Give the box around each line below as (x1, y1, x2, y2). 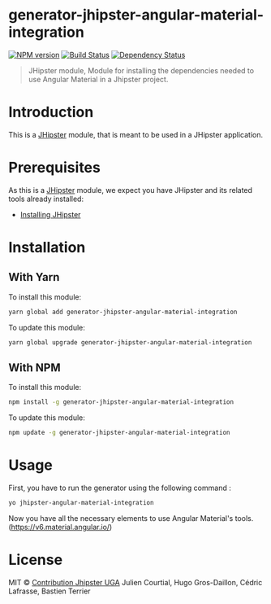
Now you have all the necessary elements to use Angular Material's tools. (8, 513, 254, 523)
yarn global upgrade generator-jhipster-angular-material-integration (8, 338, 252, 347)
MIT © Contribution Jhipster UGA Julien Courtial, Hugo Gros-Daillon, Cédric (8, 577, 263, 587)
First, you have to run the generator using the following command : (8, 483, 231, 493)
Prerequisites (8, 159, 101, 177)
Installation (8, 239, 86, 256)
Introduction (8, 103, 94, 121)
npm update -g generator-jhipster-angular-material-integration (8, 429, 230, 437)
